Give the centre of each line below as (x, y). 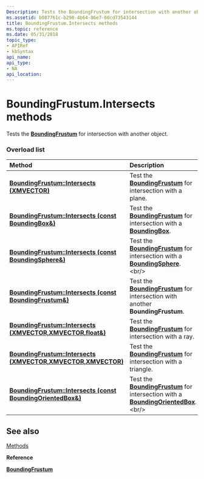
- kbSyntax (20, 52)
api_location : (24, 74)
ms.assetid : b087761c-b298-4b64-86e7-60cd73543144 (72, 18)
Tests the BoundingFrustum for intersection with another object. (87, 134)
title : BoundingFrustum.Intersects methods (62, 23)
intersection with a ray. (162, 337)
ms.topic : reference (32, 29)
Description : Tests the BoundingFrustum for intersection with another (99, 12)
